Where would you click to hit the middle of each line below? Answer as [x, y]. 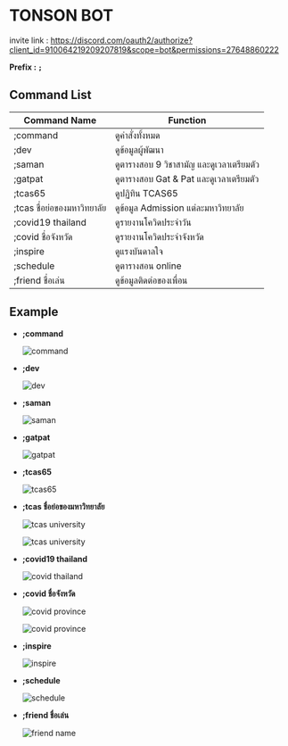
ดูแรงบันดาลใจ [139, 251]
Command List [50, 95]
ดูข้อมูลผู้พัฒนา [139, 150]
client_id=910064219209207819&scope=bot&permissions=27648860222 [144, 49]
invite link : [29, 40]
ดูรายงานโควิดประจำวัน [153, 222]
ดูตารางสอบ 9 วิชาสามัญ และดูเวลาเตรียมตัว [187, 164]
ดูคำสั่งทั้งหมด [137, 135]
